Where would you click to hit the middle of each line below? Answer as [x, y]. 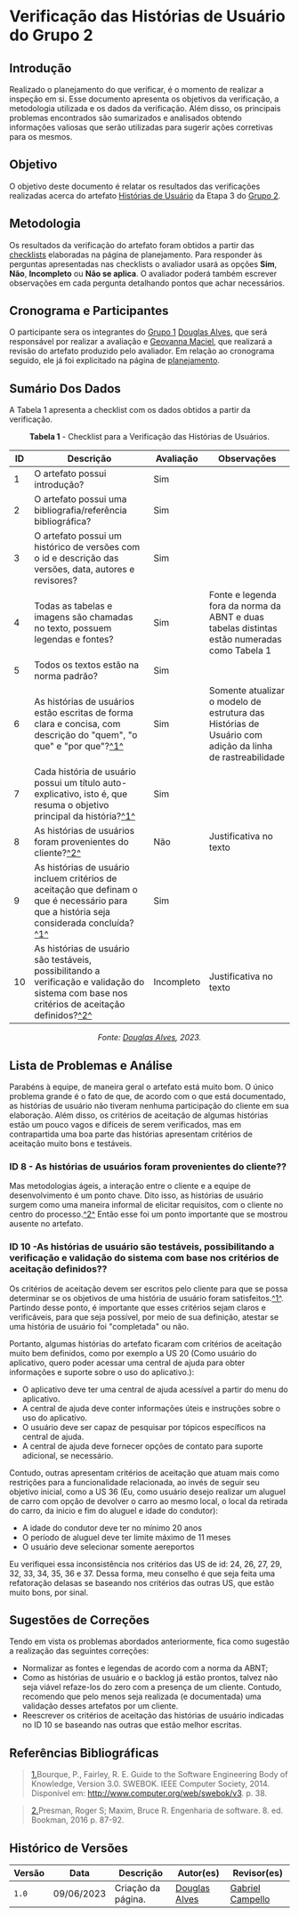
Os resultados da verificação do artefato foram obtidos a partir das [132, 245]
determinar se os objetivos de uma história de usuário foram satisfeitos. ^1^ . [146, 1298]
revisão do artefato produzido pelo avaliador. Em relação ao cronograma [142, 351]
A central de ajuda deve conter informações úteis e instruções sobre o [151, 1408]
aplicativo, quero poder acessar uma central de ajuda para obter [127, 1363]
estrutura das [237, 713]
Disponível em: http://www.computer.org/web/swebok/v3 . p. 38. [149, 1793]
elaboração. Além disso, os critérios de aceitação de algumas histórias [139, 1115]
